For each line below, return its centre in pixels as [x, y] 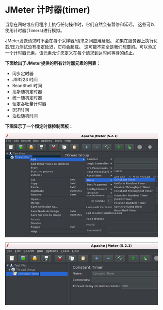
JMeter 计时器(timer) [48, 10]
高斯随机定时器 [27, 91]
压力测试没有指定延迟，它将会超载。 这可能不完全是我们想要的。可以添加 [84, 47]
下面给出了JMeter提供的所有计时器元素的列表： [53, 63]
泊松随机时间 [25, 116]
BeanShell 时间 [27, 85]
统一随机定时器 [27, 98]
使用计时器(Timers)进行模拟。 [35, 30]
